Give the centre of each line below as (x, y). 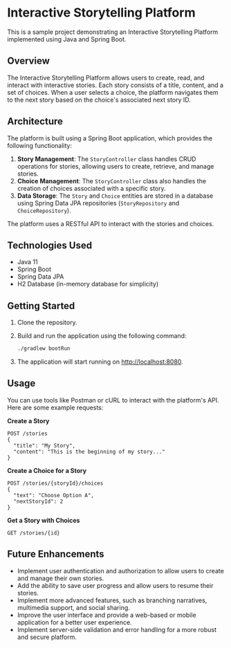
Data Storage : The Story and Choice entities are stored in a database (115, 196)
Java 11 (27, 262)
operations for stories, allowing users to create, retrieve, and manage (115, 166)
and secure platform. (47, 637)
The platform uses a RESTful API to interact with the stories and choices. (111, 223)
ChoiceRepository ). (44, 210)
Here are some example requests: (55, 407)
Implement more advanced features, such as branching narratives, (112, 600)
